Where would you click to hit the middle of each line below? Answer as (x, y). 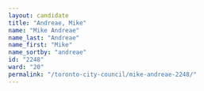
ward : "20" (26, 67)
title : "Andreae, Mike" (48, 23)
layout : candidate (38, 15)
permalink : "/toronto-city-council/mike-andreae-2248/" (102, 74)
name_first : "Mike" (40, 45)
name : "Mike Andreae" (44, 30)
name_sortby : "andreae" (48, 52)
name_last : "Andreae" (44, 38)
